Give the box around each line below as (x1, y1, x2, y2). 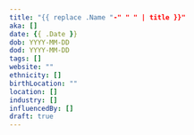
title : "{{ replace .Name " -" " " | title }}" (9, 12, 186, 22)
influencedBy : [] (9, 104, 74, 113)
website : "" (9, 63, 54, 72)
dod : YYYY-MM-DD (9, 46, 70, 55)
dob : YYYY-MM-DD (9, 37, 70, 47)
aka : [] (9, 21, 38, 30)
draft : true (9, 112, 54, 121)
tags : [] (9, 54, 42, 63)
